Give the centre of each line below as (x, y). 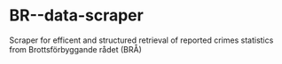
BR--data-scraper (76, 16)
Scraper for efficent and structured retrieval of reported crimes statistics (141, 40)
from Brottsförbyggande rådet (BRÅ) (75, 49)
